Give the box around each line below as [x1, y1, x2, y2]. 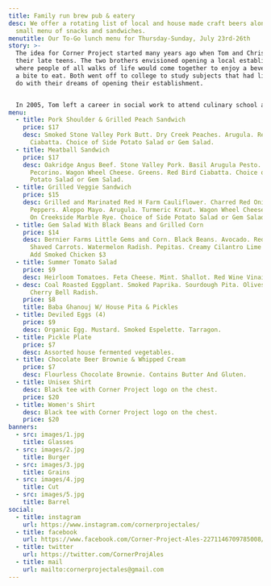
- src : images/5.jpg [15, 491, 85, 499]
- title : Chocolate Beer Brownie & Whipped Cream [15, 355, 186, 364]
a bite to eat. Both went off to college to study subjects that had [15, 72, 254, 80]
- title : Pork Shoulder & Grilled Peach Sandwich [15, 116, 186, 124]
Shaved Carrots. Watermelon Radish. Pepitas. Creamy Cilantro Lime [29, 243, 262, 251]
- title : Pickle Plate [15, 333, 92, 341]
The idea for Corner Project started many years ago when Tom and [15, 49, 244, 57]
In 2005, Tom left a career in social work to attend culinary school [15, 101, 258, 109]
